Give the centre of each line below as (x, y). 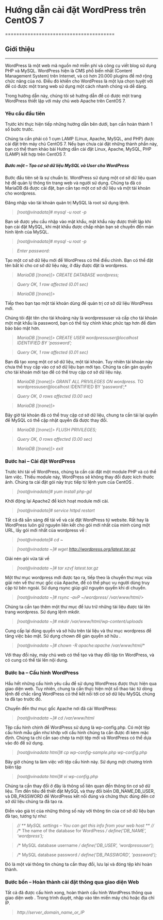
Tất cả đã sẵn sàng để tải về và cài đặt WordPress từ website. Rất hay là (77, 520)
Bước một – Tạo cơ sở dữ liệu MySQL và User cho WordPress (67, 165)
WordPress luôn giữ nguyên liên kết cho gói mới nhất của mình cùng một (78, 525)
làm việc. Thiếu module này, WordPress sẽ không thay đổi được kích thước (80, 477)
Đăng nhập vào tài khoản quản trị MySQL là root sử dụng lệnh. (67, 203)
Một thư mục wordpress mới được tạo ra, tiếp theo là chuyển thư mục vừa (79, 578)
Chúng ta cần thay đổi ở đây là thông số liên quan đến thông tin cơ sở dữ (78, 786)
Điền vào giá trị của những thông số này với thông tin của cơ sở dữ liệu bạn (80, 811)
